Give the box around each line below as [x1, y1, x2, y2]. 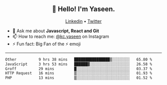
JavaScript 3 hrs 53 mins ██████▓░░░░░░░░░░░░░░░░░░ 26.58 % [5, 62, 153, 67]
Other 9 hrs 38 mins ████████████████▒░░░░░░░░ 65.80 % [5, 57, 153, 62]
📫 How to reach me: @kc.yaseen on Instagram [12, 33, 109, 39]
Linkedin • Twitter [65, 18, 102, 24]
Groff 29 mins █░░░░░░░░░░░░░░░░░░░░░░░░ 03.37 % [5, 66, 153, 71]
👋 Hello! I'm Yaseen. [52, 5, 115, 13]
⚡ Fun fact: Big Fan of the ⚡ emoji [12, 41, 81, 47]
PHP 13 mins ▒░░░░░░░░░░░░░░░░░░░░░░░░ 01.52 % [5, 76, 153, 81]
